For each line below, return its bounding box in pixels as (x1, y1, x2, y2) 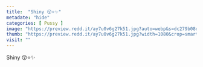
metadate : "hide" (6, 14, 50, 21)
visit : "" (6, 37, 31, 43)
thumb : (6, 31, 23, 37)
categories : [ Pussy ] (6, 20, 63, 26)
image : (6, 25, 23, 32)
